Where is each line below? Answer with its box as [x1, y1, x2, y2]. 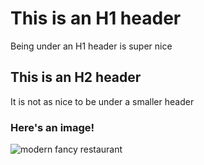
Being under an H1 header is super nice [10, 40, 173, 52]
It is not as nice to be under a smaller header [10, 95, 195, 107]
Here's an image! [10, 120, 95, 134]
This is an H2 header [10, 69, 142, 86]
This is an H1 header [10, 7, 182, 30]
